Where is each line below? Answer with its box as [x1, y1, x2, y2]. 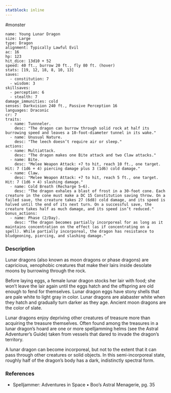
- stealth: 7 [10, 94, 38, 99]
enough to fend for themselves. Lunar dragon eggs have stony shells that [5, 288, 160, 295]
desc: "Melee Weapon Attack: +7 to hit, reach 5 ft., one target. [14, 175, 159, 180]
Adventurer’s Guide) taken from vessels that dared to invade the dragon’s [5, 331, 159, 337]
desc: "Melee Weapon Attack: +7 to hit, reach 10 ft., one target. [14, 161, 161, 167]
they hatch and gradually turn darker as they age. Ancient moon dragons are [5, 299, 166, 305]
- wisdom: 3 [10, 80, 36, 86]
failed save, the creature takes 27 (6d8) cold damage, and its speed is [5, 197, 166, 202]
